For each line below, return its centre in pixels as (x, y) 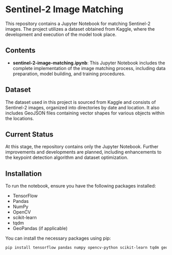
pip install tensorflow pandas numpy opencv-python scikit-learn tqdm (82, 248)
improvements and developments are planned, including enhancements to (83, 152)
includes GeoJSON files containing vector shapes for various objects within (85, 113)
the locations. (20, 118)
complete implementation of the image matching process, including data (89, 68)
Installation (24, 173)
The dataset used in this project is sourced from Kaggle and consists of (81, 102)
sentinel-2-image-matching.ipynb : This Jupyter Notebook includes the (89, 63)
